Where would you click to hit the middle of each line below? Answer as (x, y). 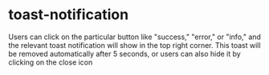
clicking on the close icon (51, 62)
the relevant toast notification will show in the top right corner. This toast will (134, 45)
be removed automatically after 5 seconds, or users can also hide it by (124, 53)
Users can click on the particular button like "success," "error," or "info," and (134, 37)
